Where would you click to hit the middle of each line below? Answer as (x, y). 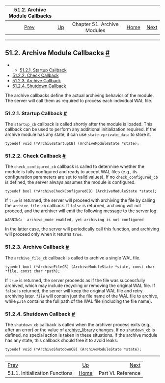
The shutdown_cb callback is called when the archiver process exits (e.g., (79, 325)
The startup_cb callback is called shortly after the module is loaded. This (79, 124)
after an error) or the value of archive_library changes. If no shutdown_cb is (80, 330)
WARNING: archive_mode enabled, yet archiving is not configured (74, 220)
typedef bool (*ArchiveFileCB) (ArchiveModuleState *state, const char (80, 267)
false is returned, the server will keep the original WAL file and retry (74, 290)
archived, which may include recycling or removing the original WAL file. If (80, 286)
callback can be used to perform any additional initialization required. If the (81, 129)
